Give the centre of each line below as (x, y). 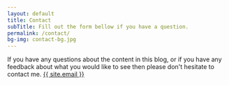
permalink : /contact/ (39, 33)
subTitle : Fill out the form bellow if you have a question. (98, 26)
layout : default (31, 14)
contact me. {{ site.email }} (46, 75)
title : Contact (29, 20)
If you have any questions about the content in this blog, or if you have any (114, 59)
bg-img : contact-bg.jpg (42, 40)
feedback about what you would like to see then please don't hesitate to (111, 67)
